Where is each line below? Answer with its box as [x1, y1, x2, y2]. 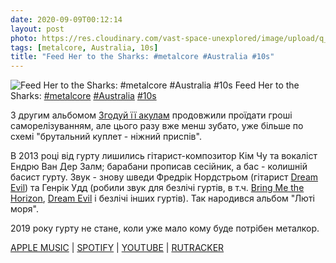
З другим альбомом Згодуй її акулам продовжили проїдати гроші [10, 109, 293, 121]
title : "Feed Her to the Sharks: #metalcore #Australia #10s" [10, 52, 275, 62]
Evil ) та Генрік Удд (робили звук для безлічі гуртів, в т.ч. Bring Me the [10, 182, 305, 194]
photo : [10, 33, 38, 43]
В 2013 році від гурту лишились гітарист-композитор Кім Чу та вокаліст [10, 150, 318, 162]
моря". [10, 203, 39, 215]
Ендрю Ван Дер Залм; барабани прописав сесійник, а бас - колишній [10, 161, 308, 173]
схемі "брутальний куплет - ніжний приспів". [10, 131, 202, 143]
